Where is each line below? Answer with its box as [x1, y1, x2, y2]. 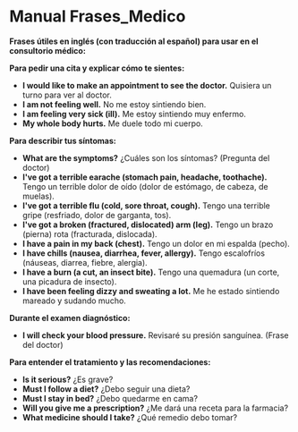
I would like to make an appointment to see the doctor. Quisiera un [21, 80, 272, 90]
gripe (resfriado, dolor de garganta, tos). [21, 209, 172, 220]
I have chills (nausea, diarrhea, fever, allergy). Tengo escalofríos [21, 248, 266, 258]
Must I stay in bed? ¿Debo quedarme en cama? [21, 393, 199, 403]
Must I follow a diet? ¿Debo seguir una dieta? [21, 383, 191, 394]
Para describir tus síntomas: [9, 135, 116, 146]
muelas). [21, 191, 55, 201]
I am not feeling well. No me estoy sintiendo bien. [21, 98, 207, 109]
